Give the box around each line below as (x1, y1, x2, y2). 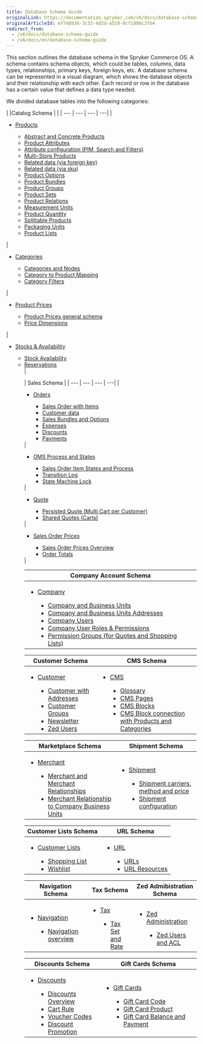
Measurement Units (24, 204, 74, 211)
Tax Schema (91, 886, 129, 894)
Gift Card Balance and (123, 1012, 186, 1020)
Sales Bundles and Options (42, 416, 110, 423)
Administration (146, 917, 188, 925)
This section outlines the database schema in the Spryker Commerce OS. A (6, 54, 194, 61)
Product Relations (24, 198, 68, 204)
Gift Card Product (123, 1005, 173, 1013)
